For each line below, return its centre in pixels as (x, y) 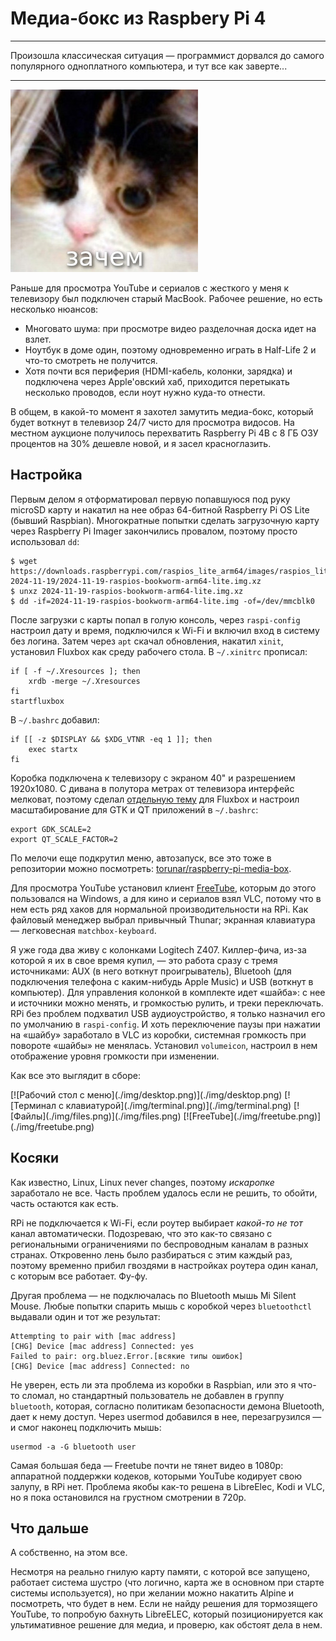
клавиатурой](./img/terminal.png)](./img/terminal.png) (178, 1105)
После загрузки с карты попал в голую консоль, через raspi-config (155, 619)
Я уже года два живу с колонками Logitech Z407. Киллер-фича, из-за (158, 949)
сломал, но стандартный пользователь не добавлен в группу (153, 1395)
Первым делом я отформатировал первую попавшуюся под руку (150, 499)
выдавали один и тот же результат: (85, 1316)
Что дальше (49, 1528)
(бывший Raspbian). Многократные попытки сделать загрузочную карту (165, 520)
